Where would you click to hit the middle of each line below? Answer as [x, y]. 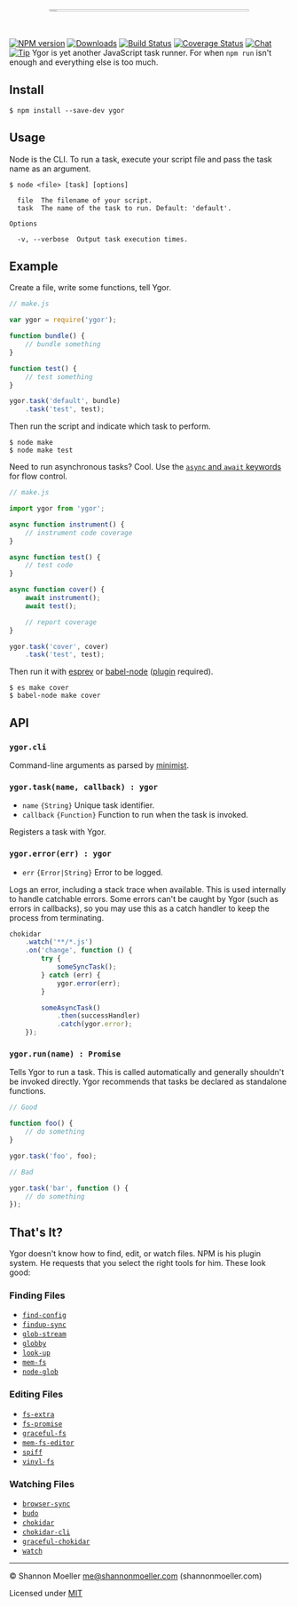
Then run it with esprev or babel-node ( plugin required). [111, 672]
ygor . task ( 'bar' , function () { [69, 1188]
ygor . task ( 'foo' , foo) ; [53, 1156]
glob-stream [44, 1334]
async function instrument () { [67, 524]
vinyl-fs [38, 1461]
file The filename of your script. [85, 200]
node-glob [40, 1372]
